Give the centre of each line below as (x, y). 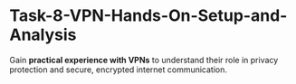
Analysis (43, 35)
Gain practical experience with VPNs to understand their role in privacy (144, 60)
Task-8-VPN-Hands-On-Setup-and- (148, 16)
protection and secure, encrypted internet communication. (119, 70)
